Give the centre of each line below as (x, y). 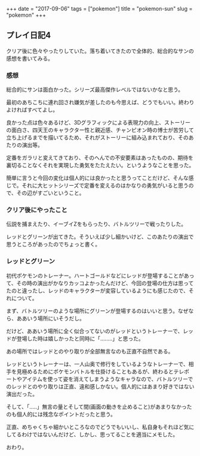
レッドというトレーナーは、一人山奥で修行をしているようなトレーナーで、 (98, 364)
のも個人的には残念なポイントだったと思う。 (61, 414)
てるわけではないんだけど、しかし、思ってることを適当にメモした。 (95, 434)
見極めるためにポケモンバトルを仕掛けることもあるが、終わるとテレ (100, 372)
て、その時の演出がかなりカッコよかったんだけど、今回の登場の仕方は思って (100, 283)
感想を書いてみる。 (30, 58)
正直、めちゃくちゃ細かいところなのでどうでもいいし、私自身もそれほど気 (98, 427)
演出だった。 (22, 394)
